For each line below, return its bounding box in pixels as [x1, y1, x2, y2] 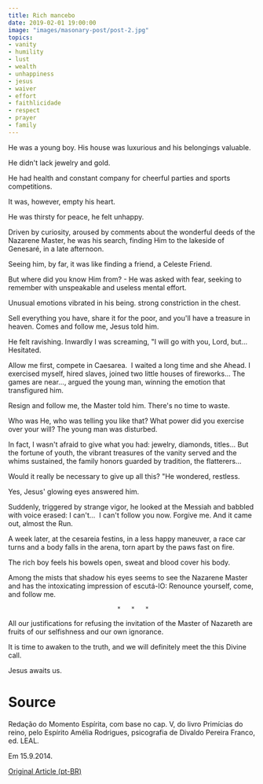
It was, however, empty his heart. [8, 197, 115, 206]
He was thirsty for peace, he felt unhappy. [8, 212, 144, 221]
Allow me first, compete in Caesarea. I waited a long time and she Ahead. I [8, 360, 251, 370]
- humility [8, 48, 44, 56]
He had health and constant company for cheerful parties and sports [8, 173, 231, 182]
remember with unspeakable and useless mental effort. [8, 282, 187, 292]
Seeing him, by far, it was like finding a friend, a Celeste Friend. [8, 259, 213, 268]
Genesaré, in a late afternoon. [8, 244, 104, 253]
